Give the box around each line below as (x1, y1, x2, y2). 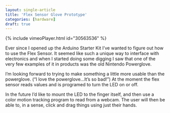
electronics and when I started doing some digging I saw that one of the (5, 56, 156, 62)
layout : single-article (5, 7, 56, 13)
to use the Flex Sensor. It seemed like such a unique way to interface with (5, 50, 159, 56)
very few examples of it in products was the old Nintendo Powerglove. (5, 61, 152, 67)
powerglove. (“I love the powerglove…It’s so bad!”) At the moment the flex (5, 76, 160, 82)
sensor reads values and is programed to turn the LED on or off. (5, 82, 139, 88)
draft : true (5, 21, 30, 27)
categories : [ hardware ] (5, 17, 56, 22)
